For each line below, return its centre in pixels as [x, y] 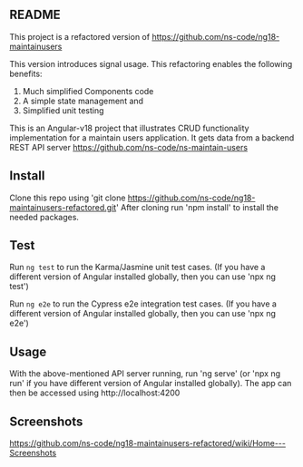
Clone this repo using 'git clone [68, 198]
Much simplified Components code [88, 91]
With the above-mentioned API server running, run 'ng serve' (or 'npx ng [145, 374]
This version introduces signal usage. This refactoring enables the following [151, 63]
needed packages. [44, 217]
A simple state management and [83, 101]
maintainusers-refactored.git [63, 207]
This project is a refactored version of [80, 36]
